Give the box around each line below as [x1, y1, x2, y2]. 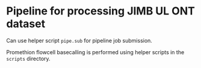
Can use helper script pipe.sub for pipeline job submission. [6, 37, 152, 44]
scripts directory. [6, 55, 51, 62]
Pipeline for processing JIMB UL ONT [6, 4, 196, 18]
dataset [6, 17, 46, 31]
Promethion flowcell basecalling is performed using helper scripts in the [6, 48, 185, 55]
